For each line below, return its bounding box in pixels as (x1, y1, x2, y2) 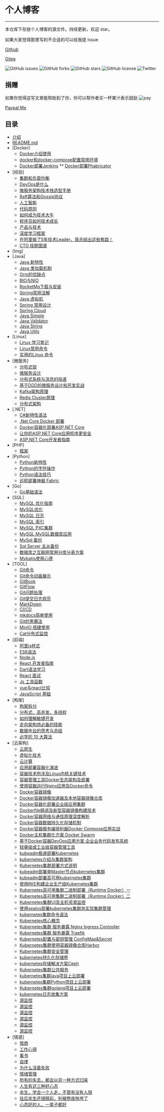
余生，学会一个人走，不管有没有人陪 (19, 1089, 93, 1095)
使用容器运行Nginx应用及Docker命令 (19, 783, 93, 788)
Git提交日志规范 (19, 595, 51, 601)
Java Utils (19, 328, 40, 334)
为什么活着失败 (19, 1064, 50, 1070)
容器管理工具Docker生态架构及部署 (19, 777, 90, 783)
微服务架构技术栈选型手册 (19, 187, 71, 193)
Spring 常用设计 (19, 302, 51, 308)
